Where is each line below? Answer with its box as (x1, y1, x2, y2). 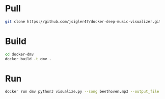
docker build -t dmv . (5, 56, 52, 61)
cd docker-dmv (5, 52, 34, 57)
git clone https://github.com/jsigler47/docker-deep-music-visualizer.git (5, 19, 162, 24)
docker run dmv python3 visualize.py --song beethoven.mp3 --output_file (5, 89, 160, 94)
